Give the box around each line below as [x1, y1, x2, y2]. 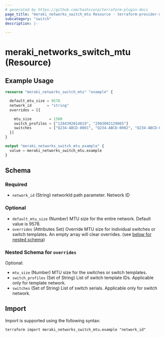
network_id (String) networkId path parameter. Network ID [12, 192, 130, 198]
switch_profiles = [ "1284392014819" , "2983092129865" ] [14, 121, 129, 126]
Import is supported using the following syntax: [5, 317, 101, 323]
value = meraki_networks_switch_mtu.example [9, 148, 102, 153]
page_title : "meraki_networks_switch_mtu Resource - [5, 12, 115, 17]
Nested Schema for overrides [5, 249, 77, 255]
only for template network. [12, 280, 66, 285]
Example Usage [5, 77, 54, 85]
